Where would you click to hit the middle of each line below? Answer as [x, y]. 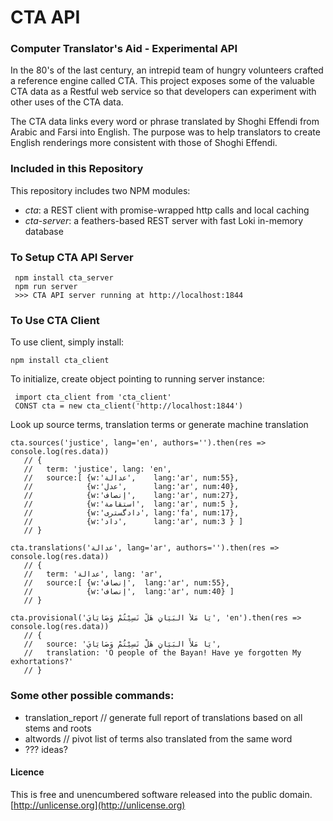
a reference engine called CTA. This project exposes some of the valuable [162, 81]
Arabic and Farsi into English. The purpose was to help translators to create [165, 132]
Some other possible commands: [92, 696]
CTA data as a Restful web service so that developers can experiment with [163, 92]
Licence [27, 772]
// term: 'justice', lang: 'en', [97, 469]
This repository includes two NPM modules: [100, 190]
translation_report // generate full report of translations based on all [163, 717]
